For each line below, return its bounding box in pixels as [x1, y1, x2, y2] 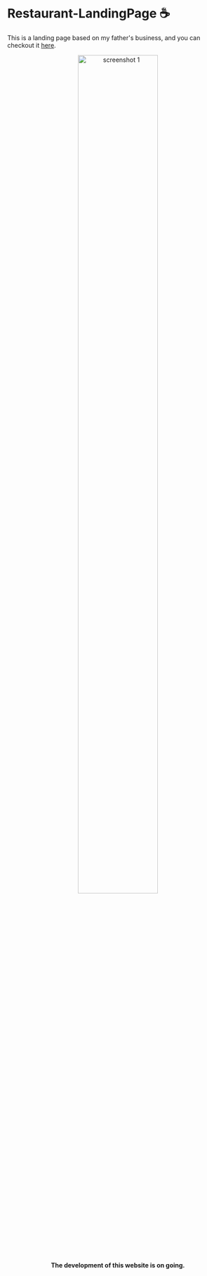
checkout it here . [7, 41, 56, 49]
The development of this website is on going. [51, 1261, 185, 1269]
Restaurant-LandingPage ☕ [7, 6, 171, 22]
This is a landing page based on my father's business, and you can [7, 33, 201, 42]
